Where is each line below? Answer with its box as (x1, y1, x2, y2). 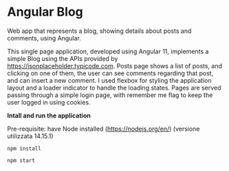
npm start (7, 157, 36, 164)
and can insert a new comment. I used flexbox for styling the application (7, 76, 212, 84)
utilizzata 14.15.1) (7, 131, 54, 140)
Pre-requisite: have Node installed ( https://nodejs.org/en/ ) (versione (7, 124, 200, 133)
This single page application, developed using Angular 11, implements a (7, 47, 209, 55)
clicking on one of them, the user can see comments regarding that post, (7, 69, 214, 77)
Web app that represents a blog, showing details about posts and (7, 27, 192, 35)
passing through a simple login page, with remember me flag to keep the (7, 90, 213, 99)
